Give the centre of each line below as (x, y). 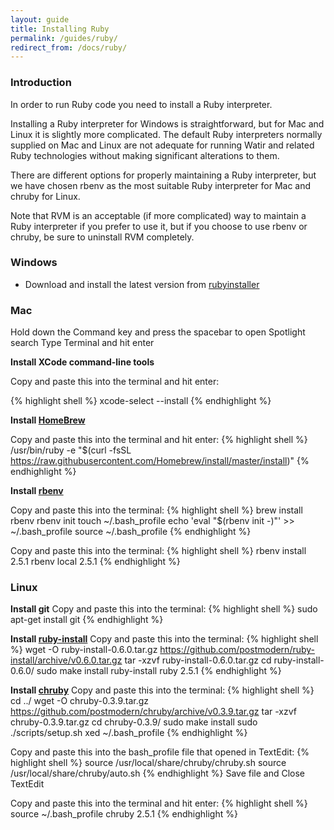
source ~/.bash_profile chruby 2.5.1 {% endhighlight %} (124, 814)
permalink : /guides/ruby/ (64, 38)
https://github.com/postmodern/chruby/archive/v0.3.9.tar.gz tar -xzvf (153, 712)
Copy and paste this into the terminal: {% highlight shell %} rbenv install (158, 551)
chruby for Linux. (45, 196)
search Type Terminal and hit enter (82, 343)
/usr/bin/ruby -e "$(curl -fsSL (71, 450)
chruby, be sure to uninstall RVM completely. (102, 237)
